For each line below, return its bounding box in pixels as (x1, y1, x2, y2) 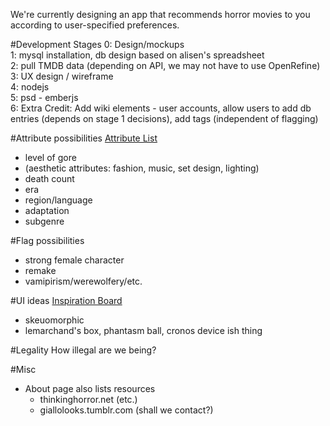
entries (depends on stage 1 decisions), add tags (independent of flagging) (10, 113, 319, 124)
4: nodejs (10, 81, 50, 93)
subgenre (24, 215, 65, 227)
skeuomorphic (24, 314, 85, 326)
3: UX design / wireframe (10, 70, 114, 82)
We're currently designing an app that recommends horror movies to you (10, 9, 311, 20)
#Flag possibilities (10, 235, 85, 246)
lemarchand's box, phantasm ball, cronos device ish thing (24, 325, 263, 336)
